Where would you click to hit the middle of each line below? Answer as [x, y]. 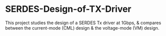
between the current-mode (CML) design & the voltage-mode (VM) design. [82, 28]
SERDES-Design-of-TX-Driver [68, 9]
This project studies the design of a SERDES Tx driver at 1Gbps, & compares [83, 23]
